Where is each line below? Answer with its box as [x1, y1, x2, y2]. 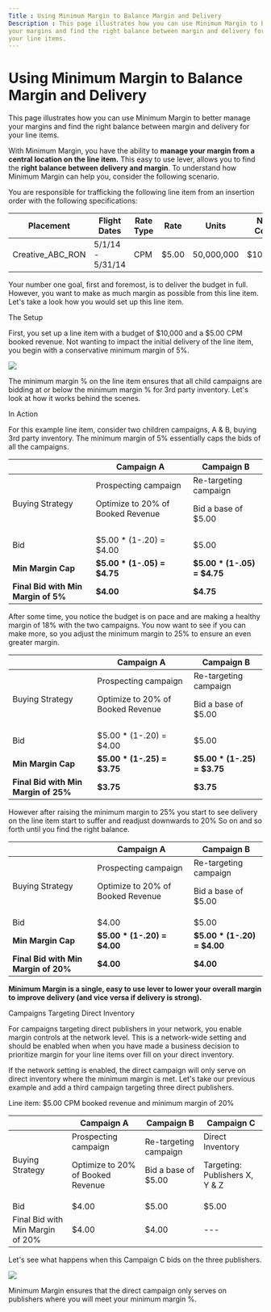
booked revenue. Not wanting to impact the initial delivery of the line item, [8, 337, 254, 347]
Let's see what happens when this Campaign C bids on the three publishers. [8, 1255, 262, 1265]
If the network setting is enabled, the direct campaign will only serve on [8, 1065, 246, 1075]
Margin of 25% [12, 787, 72, 798]
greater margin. [8, 638, 60, 648]
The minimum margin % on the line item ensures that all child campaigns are [8, 377, 262, 386]
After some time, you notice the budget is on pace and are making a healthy [8, 612, 261, 622]
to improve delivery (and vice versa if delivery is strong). [8, 993, 202, 1002]
